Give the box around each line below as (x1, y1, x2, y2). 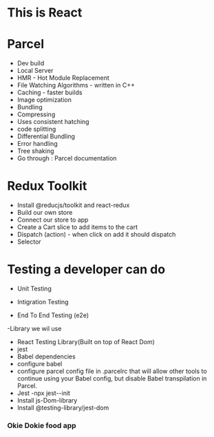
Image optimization (17, 96, 72, 104)
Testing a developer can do (7, 262, 166, 277)
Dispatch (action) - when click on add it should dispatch (17, 231, 176, 239)
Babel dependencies (17, 352, 76, 361)
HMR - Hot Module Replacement (17, 74, 110, 82)
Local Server (17, 67, 54, 75)
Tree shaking (17, 147, 54, 156)
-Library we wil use (7, 325, 62, 332)
